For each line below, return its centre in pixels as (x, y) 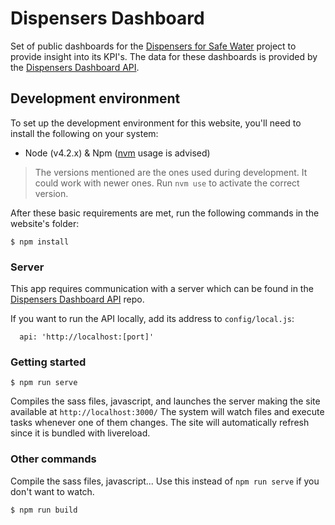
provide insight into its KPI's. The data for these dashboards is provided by (164, 56)
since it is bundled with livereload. (80, 433)
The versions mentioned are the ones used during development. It (171, 172)
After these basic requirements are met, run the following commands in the (165, 213)
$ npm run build (44, 510)
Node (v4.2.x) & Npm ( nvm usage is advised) (117, 153)
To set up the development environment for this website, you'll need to (156, 123)
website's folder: (45, 223)
